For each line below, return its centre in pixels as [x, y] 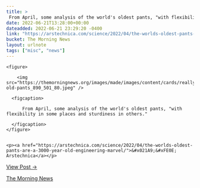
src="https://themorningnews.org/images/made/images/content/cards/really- [102, 82]
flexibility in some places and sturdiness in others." [77, 114]
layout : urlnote [26, 45]
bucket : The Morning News [38, 39]
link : [13, 34]
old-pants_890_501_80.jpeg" [41, 88]
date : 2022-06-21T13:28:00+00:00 [48, 23]
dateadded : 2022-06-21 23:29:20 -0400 [54, 28]
